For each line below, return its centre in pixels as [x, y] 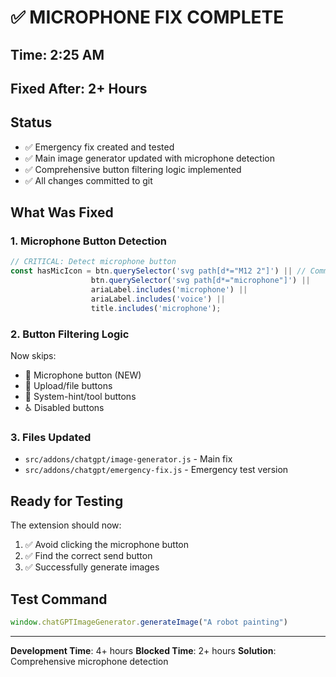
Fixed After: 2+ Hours [79, 88]
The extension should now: [66, 525]
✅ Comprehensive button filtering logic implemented [133, 169]
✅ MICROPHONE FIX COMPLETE [147, 17]
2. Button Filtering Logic [70, 334]
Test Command [59, 599]
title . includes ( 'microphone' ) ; [156, 308]
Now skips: [33, 356]
